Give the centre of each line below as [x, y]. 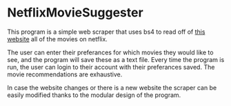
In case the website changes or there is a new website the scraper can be [112, 87]
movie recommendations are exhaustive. [65, 74]
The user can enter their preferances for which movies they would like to [110, 52]
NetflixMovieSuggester [75, 13]
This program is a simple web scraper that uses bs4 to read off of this [106, 32]
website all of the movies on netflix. [58, 39]
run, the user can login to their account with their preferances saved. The [111, 67]
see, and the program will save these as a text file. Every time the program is [116, 59]
